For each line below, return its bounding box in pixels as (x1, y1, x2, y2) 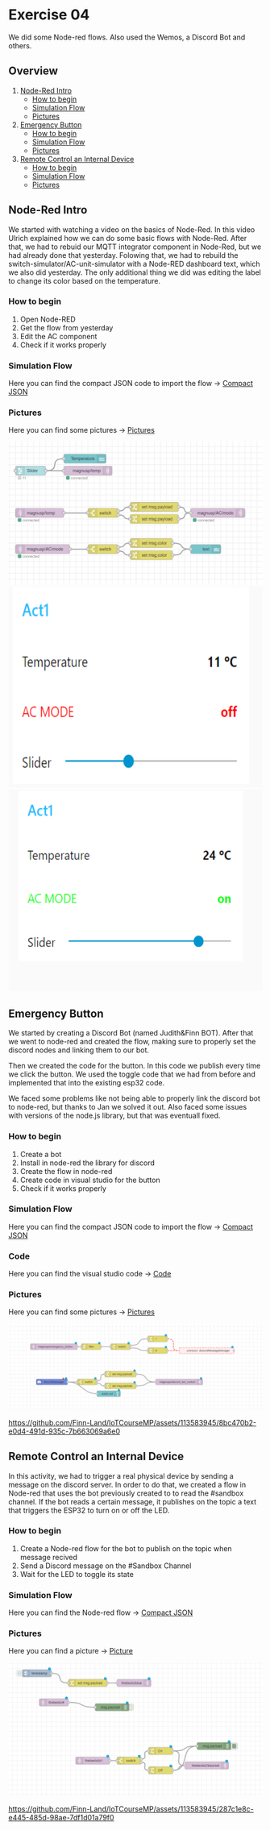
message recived (19, 1552, 78, 1562)
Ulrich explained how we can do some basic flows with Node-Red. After (8, 233, 247, 243)
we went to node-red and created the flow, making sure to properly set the (8, 1037, 256, 1047)
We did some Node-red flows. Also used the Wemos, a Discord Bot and (8, 32, 246, 42)
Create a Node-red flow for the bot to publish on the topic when (19, 1543, 232, 1553)
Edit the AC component (19, 331, 98, 341)
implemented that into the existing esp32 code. (8, 1078, 165, 1088)
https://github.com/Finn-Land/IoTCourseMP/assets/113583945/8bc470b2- (8, 1417, 257, 1427)
